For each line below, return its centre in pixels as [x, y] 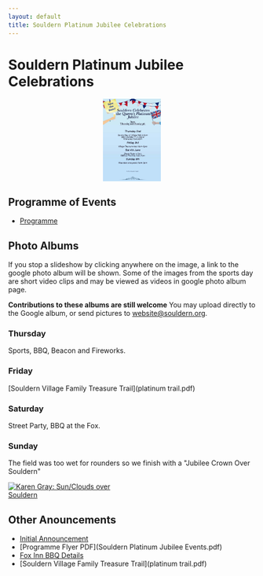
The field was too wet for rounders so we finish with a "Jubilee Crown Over [129, 463]
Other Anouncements [62, 520]
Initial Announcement [54, 539]
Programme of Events [62, 202]
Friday [20, 371]
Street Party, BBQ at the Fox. [54, 425]
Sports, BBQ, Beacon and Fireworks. [67, 350]
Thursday [27, 333]
